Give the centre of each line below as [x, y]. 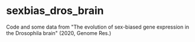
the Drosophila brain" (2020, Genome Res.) [59, 33]
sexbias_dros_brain [55, 11]
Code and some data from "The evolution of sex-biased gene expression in [98, 27]
